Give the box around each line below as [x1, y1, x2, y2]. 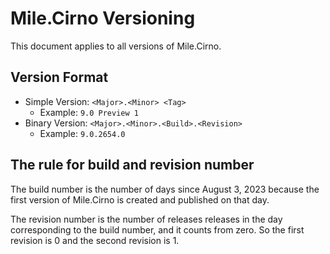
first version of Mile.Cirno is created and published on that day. [10, 193, 270, 206]
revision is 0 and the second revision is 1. [10, 234, 180, 246]
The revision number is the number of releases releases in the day [10, 213, 283, 225]
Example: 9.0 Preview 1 [39, 106, 139, 118]
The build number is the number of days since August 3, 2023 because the [10, 183, 320, 195]
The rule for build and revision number [10, 157, 255, 174]
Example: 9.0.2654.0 [39, 127, 126, 139]
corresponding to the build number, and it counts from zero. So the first [10, 223, 305, 236]
